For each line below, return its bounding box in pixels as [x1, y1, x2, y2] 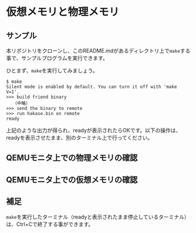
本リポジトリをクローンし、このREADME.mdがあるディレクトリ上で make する [6, 48, 191, 54]
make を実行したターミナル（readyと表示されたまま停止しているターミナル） [6, 213, 190, 220]
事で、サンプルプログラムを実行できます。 [6, 55, 109, 62]
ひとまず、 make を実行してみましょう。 [6, 67, 98, 74]
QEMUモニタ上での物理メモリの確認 [6, 153, 138, 163]
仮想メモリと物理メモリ [6, 5, 120, 19]
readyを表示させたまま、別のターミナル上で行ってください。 [6, 134, 153, 141]
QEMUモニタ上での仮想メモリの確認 [6, 174, 138, 185]
